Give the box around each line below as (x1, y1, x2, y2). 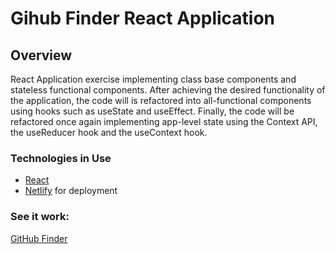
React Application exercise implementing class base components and (10, 73, 297, 85)
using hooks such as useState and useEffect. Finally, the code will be (10, 105, 295, 117)
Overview (10, 47, 73, 64)
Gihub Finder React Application (10, 7, 276, 30)
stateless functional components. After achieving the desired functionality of (10, 84, 326, 96)
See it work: (10, 210, 70, 224)
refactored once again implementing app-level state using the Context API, (10, 116, 318, 127)
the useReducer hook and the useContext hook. (10, 127, 208, 138)
